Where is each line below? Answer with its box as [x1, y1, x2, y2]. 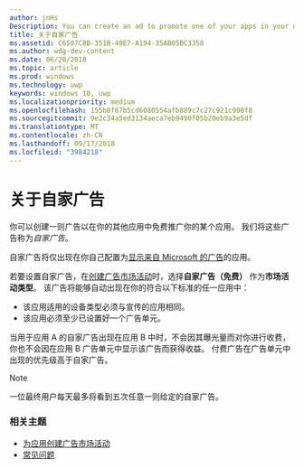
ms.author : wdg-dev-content [9, 47, 116, 56]
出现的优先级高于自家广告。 [9, 354, 113, 365]
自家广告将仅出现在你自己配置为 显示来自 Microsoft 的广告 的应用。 [9, 251, 256, 262]
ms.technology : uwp [9, 80, 83, 89]
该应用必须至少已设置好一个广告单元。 [22, 313, 166, 323]
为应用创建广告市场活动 [22, 437, 110, 448]
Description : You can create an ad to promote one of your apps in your [9, 22, 290, 31]
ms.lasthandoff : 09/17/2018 [9, 139, 116, 148]
